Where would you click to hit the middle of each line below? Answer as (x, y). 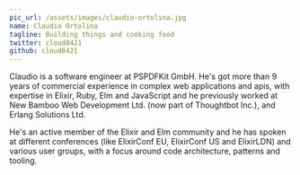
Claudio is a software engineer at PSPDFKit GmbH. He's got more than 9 (143, 76)
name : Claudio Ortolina (54, 26)
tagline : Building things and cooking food (92, 34)
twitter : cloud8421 (46, 43)
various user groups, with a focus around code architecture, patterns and (145, 151)
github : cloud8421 (44, 51)
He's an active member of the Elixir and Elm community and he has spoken (148, 132)
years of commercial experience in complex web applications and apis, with (150, 86)
